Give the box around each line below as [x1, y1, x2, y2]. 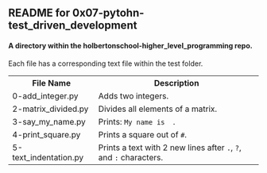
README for [8, 6, 71, 20]
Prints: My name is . [98, 116, 176, 127]
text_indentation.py [12, 152, 84, 163]
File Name [31, 77, 72, 88]
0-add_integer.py [12, 90, 79, 102]
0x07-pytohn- [72, 6, 145, 20]
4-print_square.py [12, 129, 81, 140]
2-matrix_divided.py [12, 103, 89, 114]
